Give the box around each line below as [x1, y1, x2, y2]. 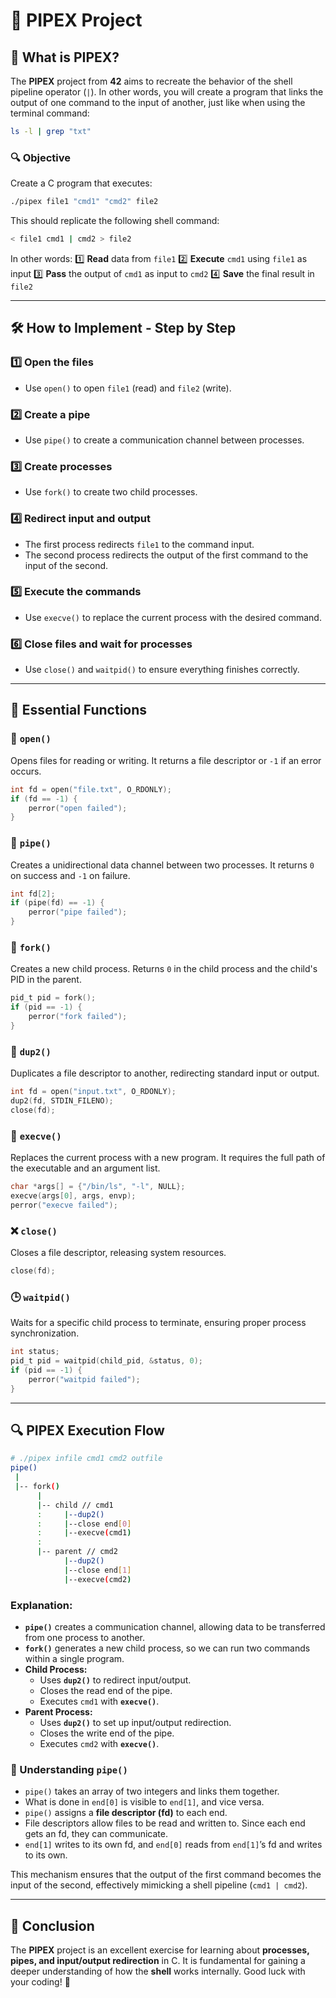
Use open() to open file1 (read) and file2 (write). [24, 382, 232, 394]
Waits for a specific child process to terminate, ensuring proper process [10, 1317, 307, 1329]
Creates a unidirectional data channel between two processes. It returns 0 [10, 859, 315, 871]
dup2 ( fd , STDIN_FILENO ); [10, 1096, 114, 1106]
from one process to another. [24, 1631, 146, 1643]
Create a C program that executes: [10, 177, 153, 189]
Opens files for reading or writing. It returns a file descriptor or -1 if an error [10, 754, 322, 766]
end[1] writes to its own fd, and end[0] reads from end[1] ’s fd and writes [24, 1839, 323, 1851]
